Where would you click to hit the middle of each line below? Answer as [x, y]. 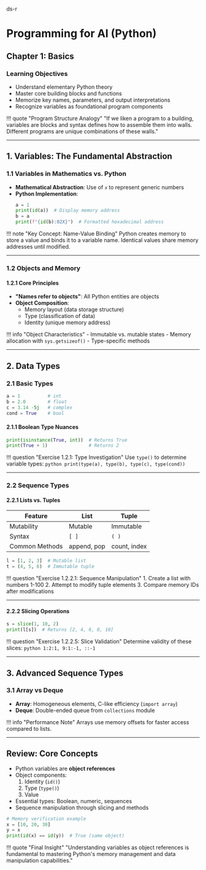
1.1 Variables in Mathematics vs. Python [67, 174]
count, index [129, 547]
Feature [36, 516]
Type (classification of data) [60, 316]
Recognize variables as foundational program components [89, 106]
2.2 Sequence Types [38, 485]
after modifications [30, 591]
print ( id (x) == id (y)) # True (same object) [65, 836]
